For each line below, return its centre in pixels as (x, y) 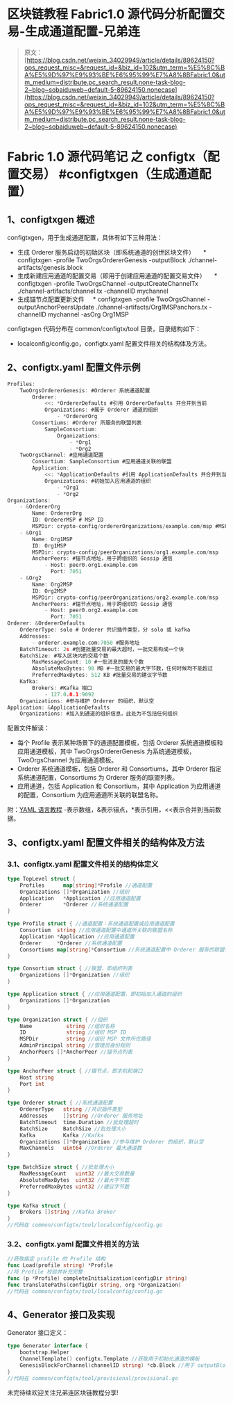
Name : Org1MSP (52, 539)
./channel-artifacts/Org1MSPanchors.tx (152, 307)
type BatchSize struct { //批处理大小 (61, 1167)
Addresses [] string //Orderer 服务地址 (81, 1116)
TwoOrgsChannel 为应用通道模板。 (67, 760)
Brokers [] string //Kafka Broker (68, 1212)
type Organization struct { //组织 (58, 1020)
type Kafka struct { (37, 1205)
